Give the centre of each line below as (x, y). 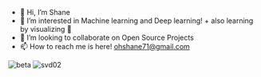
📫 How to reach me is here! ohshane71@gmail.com (105, 46)
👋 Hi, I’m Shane (45, 12)
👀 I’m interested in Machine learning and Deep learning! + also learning (136, 21)
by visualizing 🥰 (45, 29)
